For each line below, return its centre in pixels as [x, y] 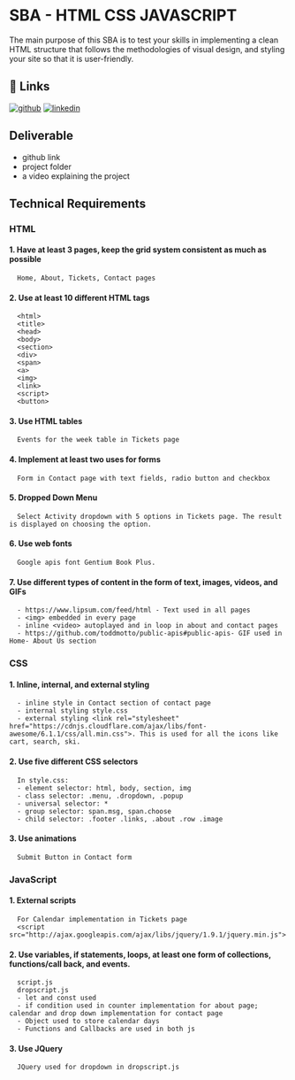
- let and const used [57, 998]
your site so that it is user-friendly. [72, 58]
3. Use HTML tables [46, 420]
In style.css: [43, 780]
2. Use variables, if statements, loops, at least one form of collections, [140, 954]
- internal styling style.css [72, 711]
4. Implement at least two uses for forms [85, 459]
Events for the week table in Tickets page [98, 440]
